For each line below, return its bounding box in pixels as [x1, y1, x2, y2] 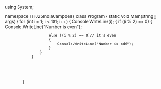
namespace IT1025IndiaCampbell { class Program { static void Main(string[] [5, 14, 157, 19]
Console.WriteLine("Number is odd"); [57, 42, 134, 46]
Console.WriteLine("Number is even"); [5, 24, 82, 30]
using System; [5, 4, 34, 10]
